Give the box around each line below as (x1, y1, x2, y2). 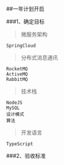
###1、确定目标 (6, 18, 45, 25)
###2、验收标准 (6, 152, 46, 159)
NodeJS (6, 100, 23, 106)
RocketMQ (6, 66, 28, 72)
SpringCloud (6, 43, 36, 49)
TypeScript (6, 141, 33, 147)
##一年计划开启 (6, 5, 45, 12)
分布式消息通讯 (20, 54, 58, 61)
